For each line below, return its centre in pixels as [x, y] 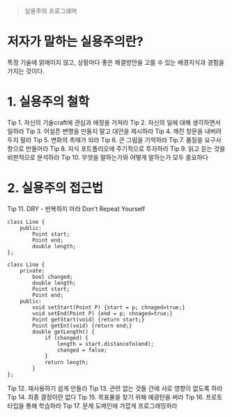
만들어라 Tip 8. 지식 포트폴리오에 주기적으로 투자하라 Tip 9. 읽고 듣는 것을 [125, 149]
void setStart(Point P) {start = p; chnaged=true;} [109, 307]
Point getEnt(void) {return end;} [82, 326]
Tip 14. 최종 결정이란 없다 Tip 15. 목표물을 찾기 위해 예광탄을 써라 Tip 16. [106, 397]
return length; [67, 362]
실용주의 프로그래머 [51, 11]
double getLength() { [64, 332]
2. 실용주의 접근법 [55, 188]
